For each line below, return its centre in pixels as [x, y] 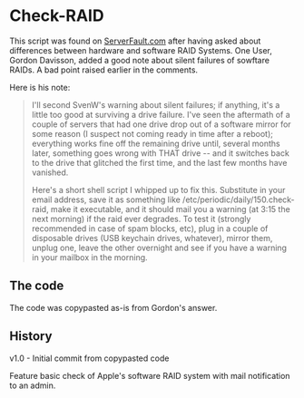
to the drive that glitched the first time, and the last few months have [159, 162]
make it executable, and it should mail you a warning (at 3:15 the [170, 209]
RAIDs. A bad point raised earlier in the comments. [103, 70]
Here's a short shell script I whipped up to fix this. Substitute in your [158, 189]
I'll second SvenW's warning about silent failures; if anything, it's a [156, 104]
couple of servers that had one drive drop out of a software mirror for [162, 124]
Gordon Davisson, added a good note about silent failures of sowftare [140, 60]
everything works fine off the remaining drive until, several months [156, 143]
